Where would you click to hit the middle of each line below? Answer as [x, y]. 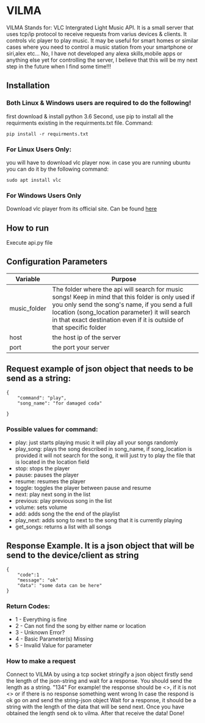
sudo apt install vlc [34, 180]
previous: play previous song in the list [63, 500]
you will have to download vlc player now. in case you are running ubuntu [99, 162]
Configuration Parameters [57, 262]
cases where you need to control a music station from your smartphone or [100, 47]
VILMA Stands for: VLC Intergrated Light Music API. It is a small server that [100, 27]
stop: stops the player [42, 468]
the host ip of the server [86, 337]
